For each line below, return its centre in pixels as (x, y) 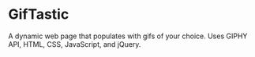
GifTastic (39, 14)
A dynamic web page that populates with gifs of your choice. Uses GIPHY (128, 36)
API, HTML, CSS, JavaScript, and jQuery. (75, 44)
